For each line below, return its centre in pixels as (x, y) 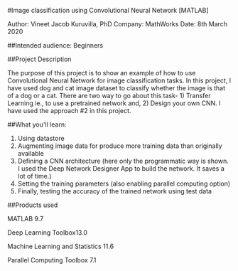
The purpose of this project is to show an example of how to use (102, 73)
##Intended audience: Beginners (55, 45)
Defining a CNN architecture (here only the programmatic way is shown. (123, 161)
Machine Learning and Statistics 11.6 (61, 246)
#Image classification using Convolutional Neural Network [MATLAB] (108, 10)
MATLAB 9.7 (26, 219)
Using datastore (41, 138)
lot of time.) (34, 176)
